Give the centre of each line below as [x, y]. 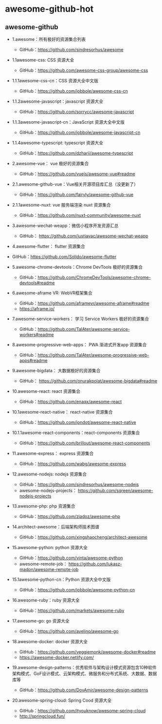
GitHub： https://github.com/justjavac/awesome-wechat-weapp [84, 236]
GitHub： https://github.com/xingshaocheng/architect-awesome [83, 537]
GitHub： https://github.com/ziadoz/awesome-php [70, 516]
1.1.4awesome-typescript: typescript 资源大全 [58, 143]
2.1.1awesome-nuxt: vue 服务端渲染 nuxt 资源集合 [61, 205]
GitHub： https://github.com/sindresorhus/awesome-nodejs [79, 484]
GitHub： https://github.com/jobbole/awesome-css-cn [73, 91]
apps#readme [33, 361]
